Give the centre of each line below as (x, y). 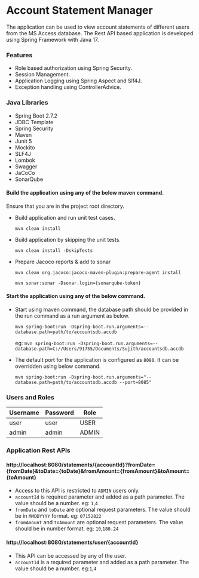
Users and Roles (30, 397)
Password (59, 413)
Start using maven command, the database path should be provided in (101, 309)
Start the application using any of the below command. (76, 296)
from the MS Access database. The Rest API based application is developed (100, 33)
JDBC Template (34, 122)
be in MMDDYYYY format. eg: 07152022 (58, 516)
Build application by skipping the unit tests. (68, 239)
